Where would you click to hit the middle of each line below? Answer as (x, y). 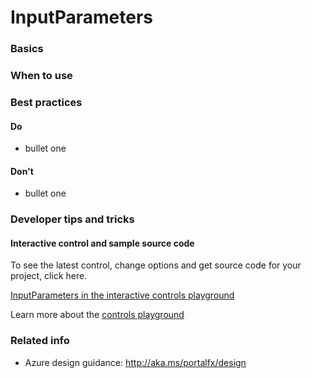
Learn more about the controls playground (97, 315)
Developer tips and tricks (72, 219)
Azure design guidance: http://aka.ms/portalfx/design (135, 362)
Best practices (46, 102)
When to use (41, 76)
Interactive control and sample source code (102, 243)
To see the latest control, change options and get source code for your (156, 265)
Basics (27, 49)
